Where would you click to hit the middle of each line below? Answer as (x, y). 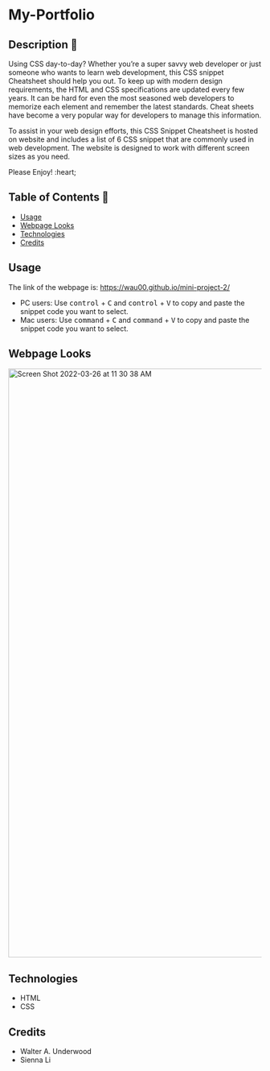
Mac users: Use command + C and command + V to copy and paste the (135, 320)
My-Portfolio (51, 15)
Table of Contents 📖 (59, 198)
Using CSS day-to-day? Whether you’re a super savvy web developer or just (135, 64)
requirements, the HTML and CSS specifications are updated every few (127, 89)
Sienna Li (35, 1060)
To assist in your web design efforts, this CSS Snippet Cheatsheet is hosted (133, 131)
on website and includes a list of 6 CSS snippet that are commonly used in (131, 139)
